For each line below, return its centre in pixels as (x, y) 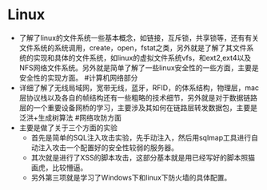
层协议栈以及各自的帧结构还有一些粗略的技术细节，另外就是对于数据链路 (138, 97)
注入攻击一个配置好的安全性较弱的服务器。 (108, 147)
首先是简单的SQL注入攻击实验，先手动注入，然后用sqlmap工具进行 (141, 137)
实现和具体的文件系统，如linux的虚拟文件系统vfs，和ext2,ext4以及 (142, 57)
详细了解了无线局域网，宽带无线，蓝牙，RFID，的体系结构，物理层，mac (139, 87)
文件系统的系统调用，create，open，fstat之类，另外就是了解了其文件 (133, 47)
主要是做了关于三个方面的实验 (68, 127)
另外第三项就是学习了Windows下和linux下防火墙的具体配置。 (131, 177)
